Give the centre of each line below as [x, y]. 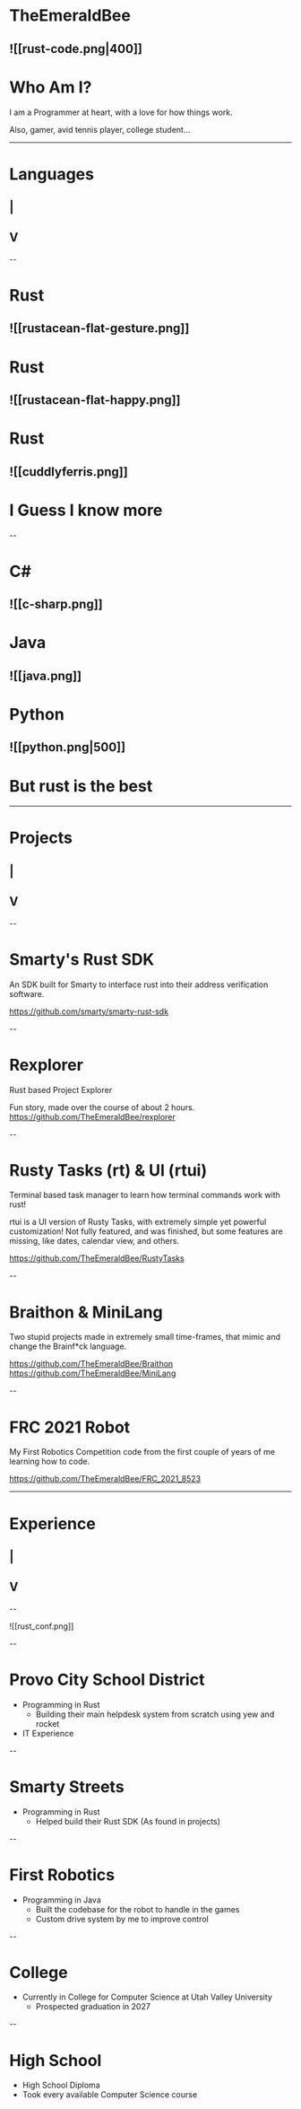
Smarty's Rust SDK [82, 959]
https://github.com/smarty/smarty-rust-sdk [89, 1011]
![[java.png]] [46, 675]
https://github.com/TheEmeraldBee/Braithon [91, 1364]
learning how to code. [50, 1461]
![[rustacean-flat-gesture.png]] [99, 328]
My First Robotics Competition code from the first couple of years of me [142, 1452]
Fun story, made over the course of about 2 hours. [102, 1107]
